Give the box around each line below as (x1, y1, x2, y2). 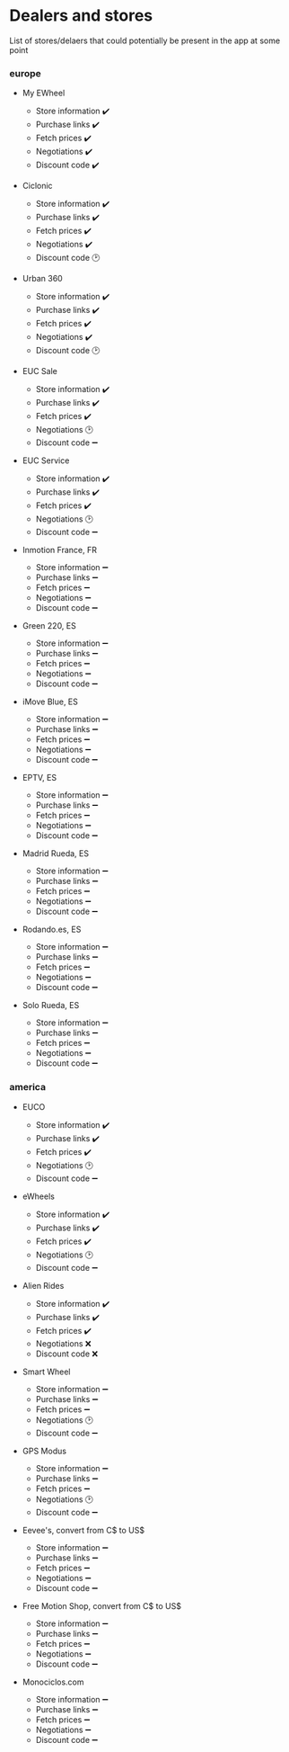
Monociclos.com (22, 1676, 84, 1687)
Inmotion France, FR (22, 545, 97, 556)
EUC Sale (22, 366, 58, 377)
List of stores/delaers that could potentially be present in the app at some (9, 35, 281, 46)
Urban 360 (22, 273, 63, 284)
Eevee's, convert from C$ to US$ (22, 1524, 145, 1535)
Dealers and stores (9, 5, 153, 26)
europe (9, 67, 42, 79)
